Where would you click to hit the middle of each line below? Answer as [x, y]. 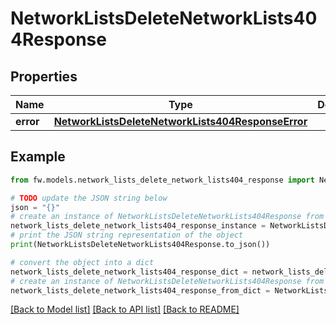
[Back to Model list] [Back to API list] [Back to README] [125, 309]
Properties [44, 76]
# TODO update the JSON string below [89, 198]
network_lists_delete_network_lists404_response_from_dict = [140, 290]
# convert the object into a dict [82, 262]
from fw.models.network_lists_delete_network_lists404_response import [162, 180]
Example [38, 157]
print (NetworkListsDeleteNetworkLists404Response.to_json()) [140, 245]
